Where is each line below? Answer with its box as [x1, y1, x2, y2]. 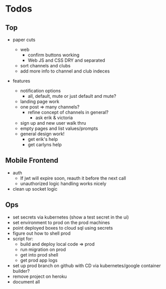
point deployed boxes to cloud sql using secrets [12, 225, 113, 231]
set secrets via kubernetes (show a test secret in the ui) [12, 214, 129, 220]
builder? [12, 268, 30, 274]
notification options [20, 88, 61, 94]
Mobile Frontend [5, 156, 58, 165]
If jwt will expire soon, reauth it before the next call [20, 175, 126, 181]
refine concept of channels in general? [27, 110, 109, 115]
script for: [12, 235, 34, 241]
